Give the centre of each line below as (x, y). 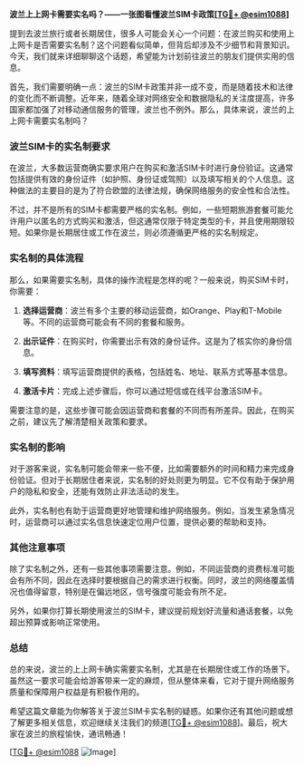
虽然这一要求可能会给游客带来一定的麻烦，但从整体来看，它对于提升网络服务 (152, 681)
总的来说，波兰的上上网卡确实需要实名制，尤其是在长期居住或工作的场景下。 (152, 669)
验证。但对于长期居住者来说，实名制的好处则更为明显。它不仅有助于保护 (152, 480)
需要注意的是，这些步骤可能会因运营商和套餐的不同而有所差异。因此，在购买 (152, 410)
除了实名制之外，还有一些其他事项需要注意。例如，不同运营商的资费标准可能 (152, 569)
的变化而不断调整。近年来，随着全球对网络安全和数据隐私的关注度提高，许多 (152, 98)
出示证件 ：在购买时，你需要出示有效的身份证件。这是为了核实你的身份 (153, 341)
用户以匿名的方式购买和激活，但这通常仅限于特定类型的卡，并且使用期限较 (156, 221)
